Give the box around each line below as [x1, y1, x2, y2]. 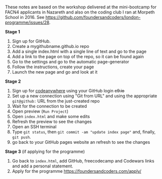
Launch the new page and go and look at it [12, 69, 98, 75]
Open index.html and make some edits [12, 114, 90, 119]
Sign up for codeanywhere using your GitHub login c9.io [12, 88, 125, 93]
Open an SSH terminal [12, 124, 57, 130]
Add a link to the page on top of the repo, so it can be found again [12, 54, 144, 60]
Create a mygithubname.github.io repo [12, 44, 90, 49]
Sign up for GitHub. [12, 38, 51, 44]
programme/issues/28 [5, 19, 49, 25]
